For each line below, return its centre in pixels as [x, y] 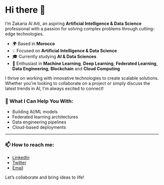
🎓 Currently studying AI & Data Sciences [54, 56]
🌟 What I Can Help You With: [39, 101]
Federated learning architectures [45, 117]
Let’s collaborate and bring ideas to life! [45, 177]
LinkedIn [21, 157]
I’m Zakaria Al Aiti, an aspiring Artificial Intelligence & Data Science [73, 23]
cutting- [147, 28]
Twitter [19, 163]
